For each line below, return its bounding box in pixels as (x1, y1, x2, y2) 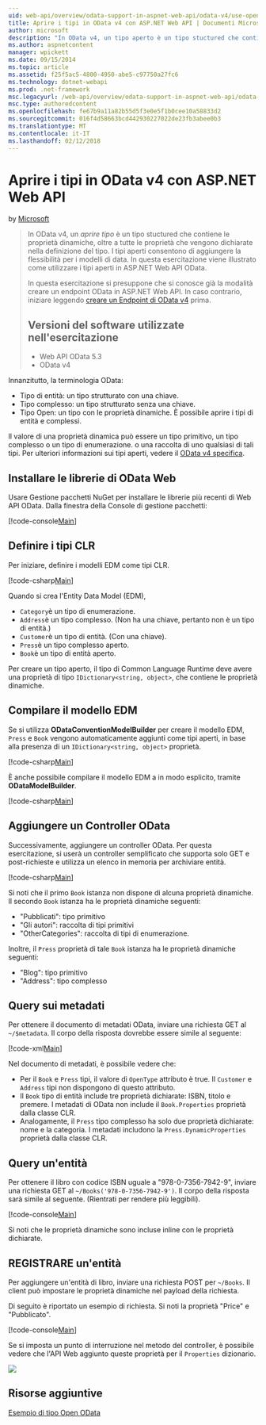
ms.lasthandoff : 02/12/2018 (8, 136, 101, 145)
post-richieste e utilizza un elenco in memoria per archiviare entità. (8, 857, 226, 867)
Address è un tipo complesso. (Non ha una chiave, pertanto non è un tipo (19, 615, 255, 624)
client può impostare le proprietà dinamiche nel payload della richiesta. (8, 1285, 240, 1295)
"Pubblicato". (8, 1309, 51, 1319)
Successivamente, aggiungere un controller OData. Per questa (8, 840, 212, 849)
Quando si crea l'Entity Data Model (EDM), (8, 591, 146, 600)
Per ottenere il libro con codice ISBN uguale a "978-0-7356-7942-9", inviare (8, 1178, 257, 1187)
